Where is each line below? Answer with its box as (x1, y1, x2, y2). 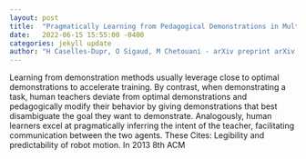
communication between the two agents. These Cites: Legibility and (9, 130, 265, 141)
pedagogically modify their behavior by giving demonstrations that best (9, 101, 278, 112)
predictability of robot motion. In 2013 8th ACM (9, 140, 186, 151)
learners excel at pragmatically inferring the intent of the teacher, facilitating (9, 120, 295, 132)
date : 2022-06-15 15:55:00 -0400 (9, 30, 145, 39)
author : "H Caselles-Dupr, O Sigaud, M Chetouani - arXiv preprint (9, 47, 271, 56)
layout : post (9, 13, 59, 23)
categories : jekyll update (9, 38, 112, 48)
